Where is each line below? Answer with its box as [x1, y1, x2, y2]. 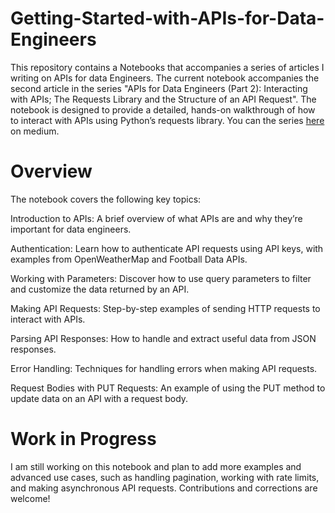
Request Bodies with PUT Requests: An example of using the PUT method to [10, 382, 326, 394]
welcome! [10, 492, 51, 504]
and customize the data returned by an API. [10, 283, 190, 295]
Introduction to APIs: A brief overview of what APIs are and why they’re [10, 212, 303, 224]
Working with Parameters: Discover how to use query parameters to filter [10, 272, 312, 284]
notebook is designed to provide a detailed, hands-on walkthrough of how [10, 103, 316, 116]
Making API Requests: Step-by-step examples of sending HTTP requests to [10, 302, 321, 314]
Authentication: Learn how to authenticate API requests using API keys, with [10, 242, 324, 254]
